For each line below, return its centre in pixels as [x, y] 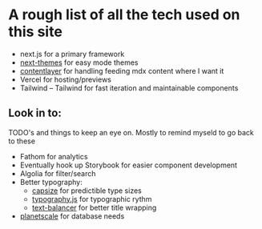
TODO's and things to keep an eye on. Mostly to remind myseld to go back [131, 132]
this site [35, 32]
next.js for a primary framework [72, 54]
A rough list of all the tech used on [124, 15]
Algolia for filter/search [58, 173]
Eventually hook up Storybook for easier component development [129, 165]
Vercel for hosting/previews [66, 79]
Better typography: [51, 182]
